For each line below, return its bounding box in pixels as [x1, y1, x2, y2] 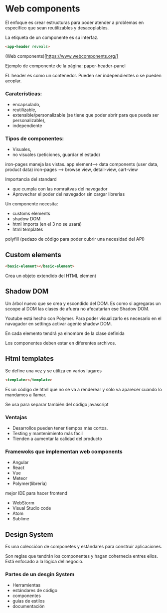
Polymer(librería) [12, 480, 47, 486]
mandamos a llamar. [5, 392, 46, 398]
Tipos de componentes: [5, 135, 64, 142]
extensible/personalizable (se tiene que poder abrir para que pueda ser [12, 112, 159, 118]
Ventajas [5, 414, 27, 421]
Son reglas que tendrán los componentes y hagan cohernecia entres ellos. [5, 553, 158, 559]
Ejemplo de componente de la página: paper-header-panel [5, 63, 126, 69]
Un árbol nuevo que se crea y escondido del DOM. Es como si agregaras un [5, 300, 161, 306]
